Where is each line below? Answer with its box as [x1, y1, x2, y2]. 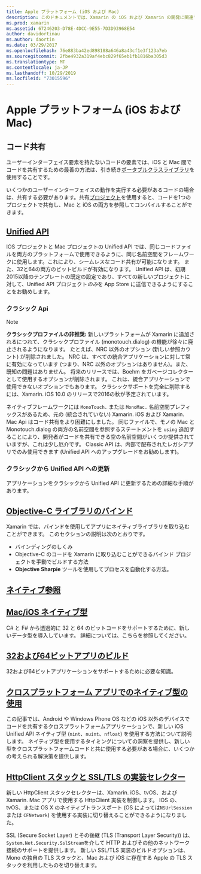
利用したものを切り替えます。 [26, 861, 100, 869]
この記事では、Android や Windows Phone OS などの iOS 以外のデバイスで [6, 715, 190, 723]
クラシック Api [6, 304, 49, 312]
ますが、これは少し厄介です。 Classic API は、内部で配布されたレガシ [11, 441, 184, 448]
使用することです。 [6, 174, 53, 181]
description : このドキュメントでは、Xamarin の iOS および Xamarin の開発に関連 [6, 14, 194, 20]
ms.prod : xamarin [6, 20, 50, 26]
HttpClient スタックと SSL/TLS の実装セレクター [6, 772, 185, 782]
